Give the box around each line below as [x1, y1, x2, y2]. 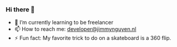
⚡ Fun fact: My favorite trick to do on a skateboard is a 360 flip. [14, 35, 172, 42]
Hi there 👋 [5, 5, 36, 14]
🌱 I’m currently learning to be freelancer [14, 19, 114, 26]
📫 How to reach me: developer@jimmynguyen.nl [14, 26, 137, 33]
